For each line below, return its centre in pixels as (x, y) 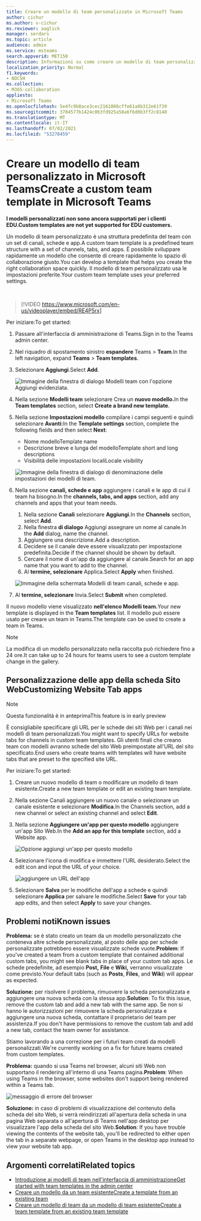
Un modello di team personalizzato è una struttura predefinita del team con (99, 236)
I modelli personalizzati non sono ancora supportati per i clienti (86, 218)
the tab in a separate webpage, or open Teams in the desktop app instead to (100, 1140)
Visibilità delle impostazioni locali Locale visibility (83, 460)
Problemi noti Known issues (58, 921)
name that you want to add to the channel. (76, 565)
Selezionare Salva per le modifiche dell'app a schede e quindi (91, 890)
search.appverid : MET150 (37, 56)
